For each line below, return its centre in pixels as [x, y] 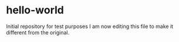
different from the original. [38, 32]
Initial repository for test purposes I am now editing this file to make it [90, 26]
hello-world [35, 10]
